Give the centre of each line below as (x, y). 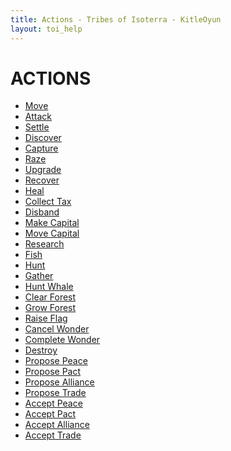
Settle (37, 127)
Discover (43, 138)
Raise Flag (46, 318)
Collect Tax (48, 202)
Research (44, 244)
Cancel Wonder (57, 329)
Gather (39, 276)
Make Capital (52, 223)
